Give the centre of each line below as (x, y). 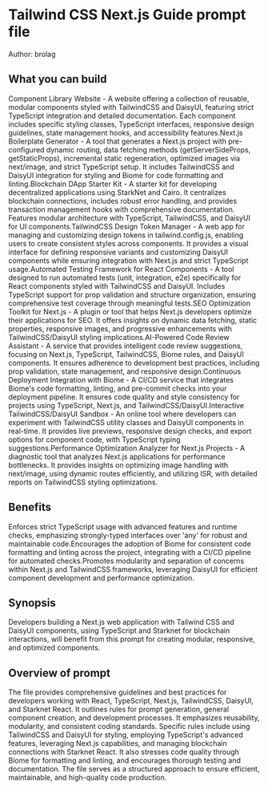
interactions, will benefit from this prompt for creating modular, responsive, (132, 639)
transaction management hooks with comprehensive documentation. (122, 209)
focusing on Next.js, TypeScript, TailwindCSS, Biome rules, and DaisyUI (126, 354)
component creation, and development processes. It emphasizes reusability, (134, 718)
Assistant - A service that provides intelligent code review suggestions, (126, 346)
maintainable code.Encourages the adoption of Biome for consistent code (130, 544)
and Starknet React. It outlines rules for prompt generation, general (119, 709)
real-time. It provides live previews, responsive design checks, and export (130, 431)
